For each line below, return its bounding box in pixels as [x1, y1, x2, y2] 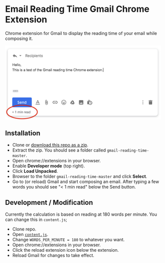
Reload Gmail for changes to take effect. [12, 253, 95, 259]
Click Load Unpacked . [12, 168, 58, 174]
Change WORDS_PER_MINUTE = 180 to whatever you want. [12, 237, 125, 243]
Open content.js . [12, 231, 48, 237]
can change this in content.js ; [5, 217, 68, 223]
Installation [5, 129, 41, 138]
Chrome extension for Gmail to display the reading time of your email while [5, 30, 157, 36]
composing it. [5, 36, 33, 41]
